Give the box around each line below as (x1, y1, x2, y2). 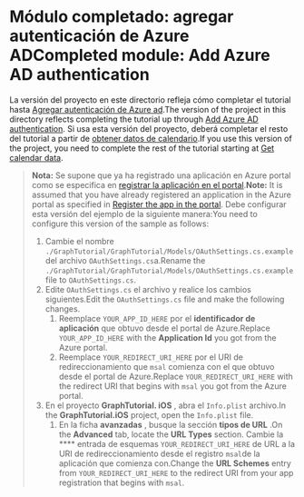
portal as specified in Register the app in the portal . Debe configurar (31, 198, 288, 210)
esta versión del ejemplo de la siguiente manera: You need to (31, 208, 259, 219)
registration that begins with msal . (58, 477, 185, 488)
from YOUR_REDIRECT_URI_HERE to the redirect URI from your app (58, 467, 294, 478)
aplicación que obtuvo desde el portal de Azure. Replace (58, 323, 270, 333)
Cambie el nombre (44, 235, 115, 246)
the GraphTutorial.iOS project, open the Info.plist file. (44, 409, 254, 420)
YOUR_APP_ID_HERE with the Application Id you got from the (58, 332, 277, 343)
